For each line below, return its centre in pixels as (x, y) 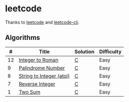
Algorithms (23, 38)
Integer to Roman (39, 60)
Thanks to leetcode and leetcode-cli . (42, 22)
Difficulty (110, 51)
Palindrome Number (42, 68)
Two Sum (30, 92)
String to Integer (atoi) (44, 76)
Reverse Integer (37, 84)
